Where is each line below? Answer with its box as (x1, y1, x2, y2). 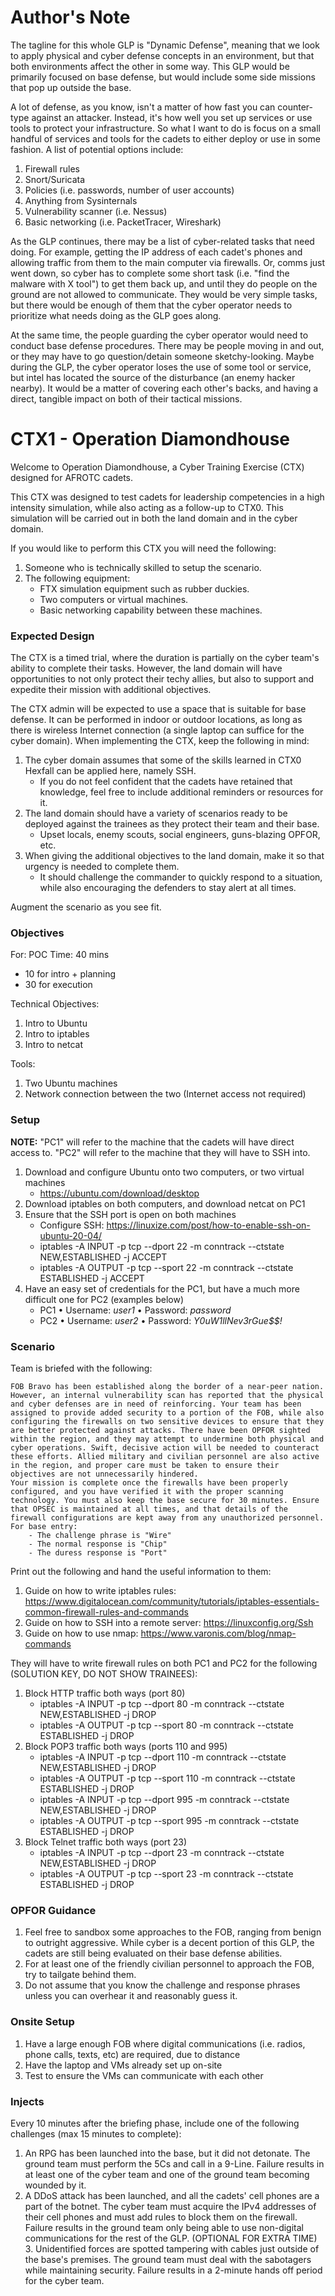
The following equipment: (24, 572, 131, 584)
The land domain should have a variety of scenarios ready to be (24, 807, 288, 820)
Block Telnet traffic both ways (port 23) (24, 1836, 188, 1848)
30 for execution (24, 979, 93, 991)
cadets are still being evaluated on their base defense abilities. (24, 1947, 283, 1960)
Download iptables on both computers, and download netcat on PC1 (24, 1197, 306, 1210)
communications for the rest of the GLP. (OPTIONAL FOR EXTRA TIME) (24, 2232, 318, 2244)
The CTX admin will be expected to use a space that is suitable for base (10, 703, 307, 715)
